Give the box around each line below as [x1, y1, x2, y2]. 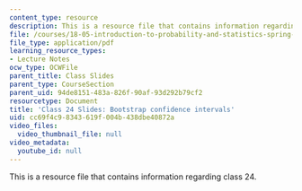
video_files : [9, 122, 58, 131]
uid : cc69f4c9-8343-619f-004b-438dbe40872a [9, 113, 175, 122]
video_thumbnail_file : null [17, 130, 123, 139]
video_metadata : [9, 138, 70, 147]
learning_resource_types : [9, 47, 106, 56]
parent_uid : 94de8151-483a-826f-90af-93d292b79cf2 [9, 88, 203, 97]
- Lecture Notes [9, 55, 70, 64]
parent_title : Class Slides [9, 72, 115, 81]
